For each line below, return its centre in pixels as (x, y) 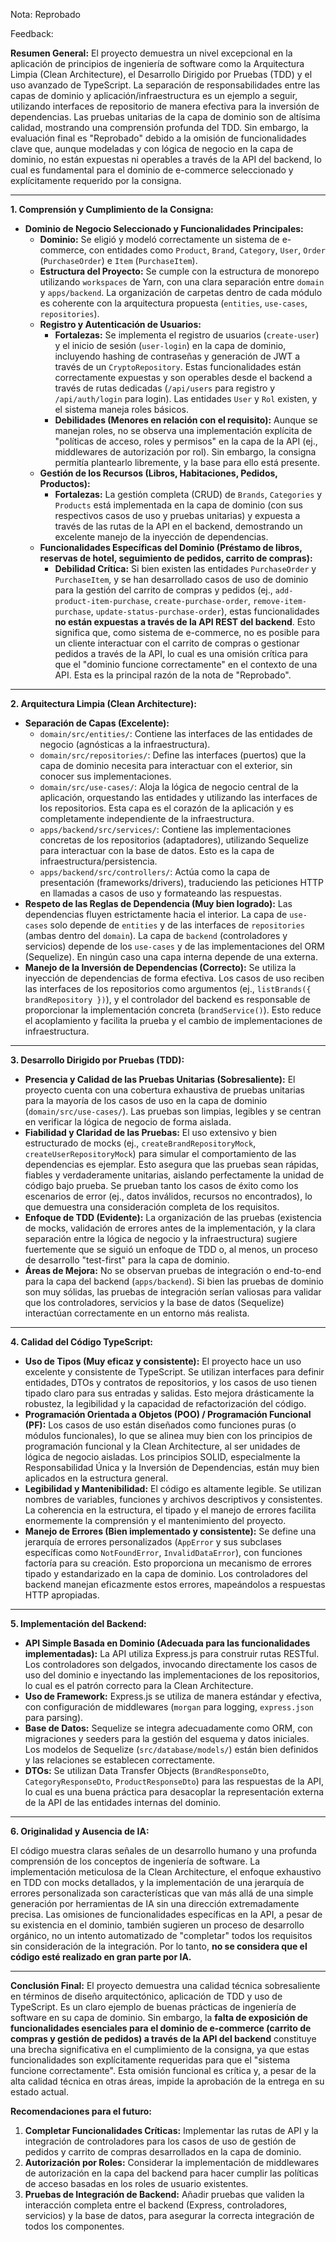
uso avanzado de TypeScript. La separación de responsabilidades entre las (165, 85)
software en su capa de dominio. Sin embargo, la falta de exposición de (159, 2017)
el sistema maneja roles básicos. (121, 409)
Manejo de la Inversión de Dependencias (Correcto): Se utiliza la (160, 967)
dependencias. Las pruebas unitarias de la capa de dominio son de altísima (165, 117)
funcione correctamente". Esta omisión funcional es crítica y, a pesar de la (163, 2070)
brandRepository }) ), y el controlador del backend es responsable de (167, 999)
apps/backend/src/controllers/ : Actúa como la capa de (154, 872)
